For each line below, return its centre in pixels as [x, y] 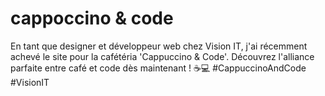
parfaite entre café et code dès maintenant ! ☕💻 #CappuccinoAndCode [158, 68]
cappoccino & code [92, 18]
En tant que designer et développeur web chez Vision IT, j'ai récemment [159, 46]
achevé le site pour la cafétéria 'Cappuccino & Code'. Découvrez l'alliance [162, 56]
